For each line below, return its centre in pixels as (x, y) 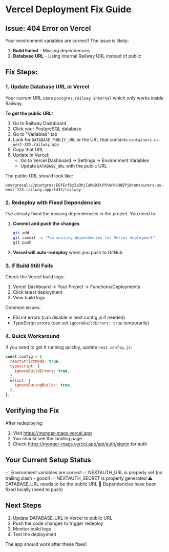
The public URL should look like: (39, 176)
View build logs (29, 297)
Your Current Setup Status (48, 460)
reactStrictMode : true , (35, 362)
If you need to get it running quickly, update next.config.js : (69, 347)
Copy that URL (28, 149)
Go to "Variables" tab (35, 134)
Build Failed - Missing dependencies (51, 50)
